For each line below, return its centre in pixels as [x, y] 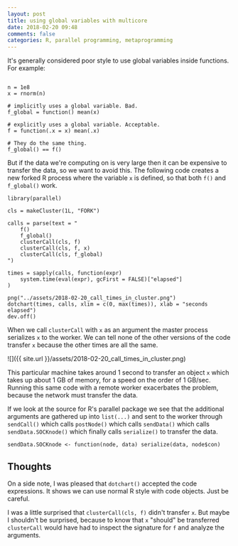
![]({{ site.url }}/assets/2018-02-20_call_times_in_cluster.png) [97, 359]
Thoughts [29, 466]
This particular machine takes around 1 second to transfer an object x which [118, 373]
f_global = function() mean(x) [54, 112]
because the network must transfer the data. [73, 395]
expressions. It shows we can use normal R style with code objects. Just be [118, 491]
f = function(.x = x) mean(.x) [54, 131]
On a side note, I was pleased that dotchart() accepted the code [102, 483]
